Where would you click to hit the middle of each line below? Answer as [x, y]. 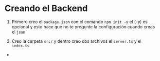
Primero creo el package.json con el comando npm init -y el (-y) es [80, 22]
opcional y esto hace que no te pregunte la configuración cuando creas [83, 26]
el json [18, 32]
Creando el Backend [46, 8]
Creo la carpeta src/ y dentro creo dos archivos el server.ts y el [76, 41]
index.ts [20, 46]
